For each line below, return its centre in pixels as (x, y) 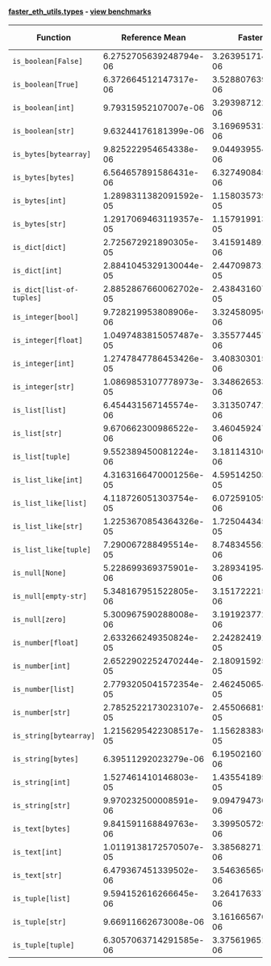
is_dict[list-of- (46, 290)
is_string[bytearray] (54, 736)
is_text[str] (38, 875)
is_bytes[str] (40, 224)
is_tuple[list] (42, 899)
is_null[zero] (40, 620)
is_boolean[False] (48, 61)
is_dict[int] (38, 271)
